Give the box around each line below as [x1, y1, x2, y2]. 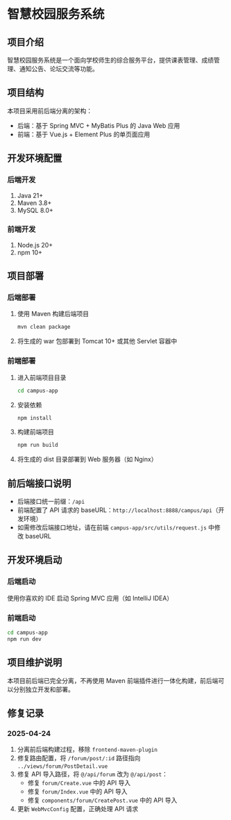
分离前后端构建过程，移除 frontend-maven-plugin [17, 745, 158, 754]
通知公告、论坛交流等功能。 [19, 65, 99, 73]
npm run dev [7, 635, 42, 643]
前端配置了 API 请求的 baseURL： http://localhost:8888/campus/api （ [17, 506, 219, 514]
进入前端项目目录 [17, 373, 67, 382]
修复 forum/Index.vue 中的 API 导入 [27, 787, 128, 796]
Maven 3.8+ [17, 199, 52, 207]
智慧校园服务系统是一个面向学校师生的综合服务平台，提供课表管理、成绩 [7, 56, 214, 64]
